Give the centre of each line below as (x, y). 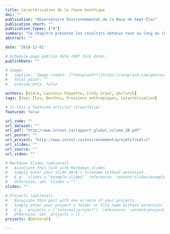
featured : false (22, 112)
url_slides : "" (21, 145)
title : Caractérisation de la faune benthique (55, 10)
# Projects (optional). (30, 196)
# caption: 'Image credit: (36, 75)
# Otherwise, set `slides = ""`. (43, 182)
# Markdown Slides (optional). (38, 163)
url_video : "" (20, 154)
